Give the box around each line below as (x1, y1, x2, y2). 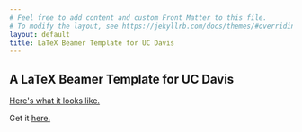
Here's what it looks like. (9, 95, 101, 106)
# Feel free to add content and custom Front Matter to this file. (9, 13, 268, 22)
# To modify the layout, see (9, 22, 119, 31)
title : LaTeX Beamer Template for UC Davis (9, 38, 175, 48)
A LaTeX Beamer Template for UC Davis (9, 71, 235, 86)
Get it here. (9, 113, 51, 124)
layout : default (9, 30, 70, 39)
